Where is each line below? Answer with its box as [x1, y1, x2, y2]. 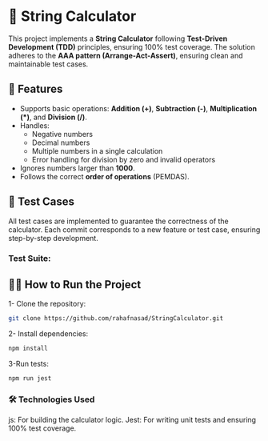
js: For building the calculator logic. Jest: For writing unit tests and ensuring [8, 415, 257, 425]
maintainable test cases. [8, 59, 89, 69]
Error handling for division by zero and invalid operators [31, 154, 216, 164]
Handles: [19, 120, 50, 130]
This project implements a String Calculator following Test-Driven [8, 34, 228, 43]
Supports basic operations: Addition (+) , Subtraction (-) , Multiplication [19, 103, 258, 113]
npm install [8, 344, 48, 353]
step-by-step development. [8, 233, 98, 243]
